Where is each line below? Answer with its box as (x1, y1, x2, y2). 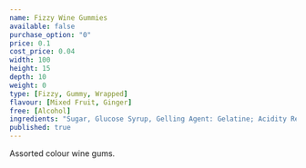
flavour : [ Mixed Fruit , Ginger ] (9, 97, 132, 107)
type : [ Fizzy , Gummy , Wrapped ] (9, 89, 128, 98)
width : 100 (9, 55, 51, 64)
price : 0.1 (9, 38, 51, 48)
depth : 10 (9, 73, 47, 82)
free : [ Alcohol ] (9, 106, 71, 115)
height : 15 (9, 64, 51, 74)
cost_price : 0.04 (9, 47, 76, 56)
